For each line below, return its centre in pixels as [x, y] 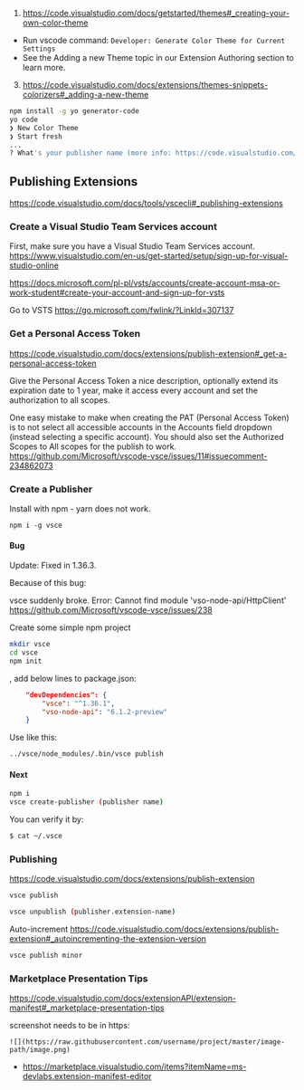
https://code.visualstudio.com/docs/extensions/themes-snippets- [145, 85]
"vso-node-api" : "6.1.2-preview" [105, 712]
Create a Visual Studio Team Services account [113, 226]
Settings [39, 49]
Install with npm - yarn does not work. [80, 508]
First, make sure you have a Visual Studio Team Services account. [133, 246]
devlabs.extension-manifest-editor [87, 1076]
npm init [26, 661]
